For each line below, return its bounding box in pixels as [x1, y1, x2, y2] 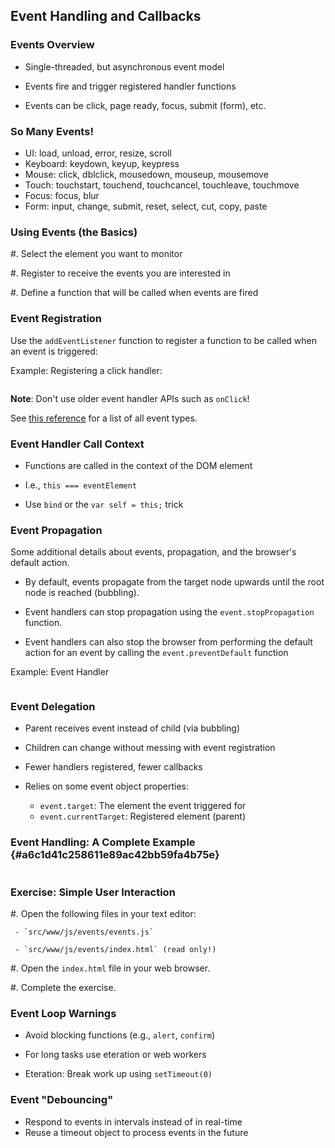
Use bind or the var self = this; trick [24, 498, 184, 510]
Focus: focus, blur [24, 189, 100, 201]
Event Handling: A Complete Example [10, 835, 196, 849]
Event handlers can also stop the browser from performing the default [24, 636, 313, 648]
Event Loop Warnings [10, 1006, 117, 1020]
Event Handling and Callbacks [10, 8, 202, 25]
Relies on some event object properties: [24, 780, 190, 793]
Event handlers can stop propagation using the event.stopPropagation [24, 606, 315, 618]
